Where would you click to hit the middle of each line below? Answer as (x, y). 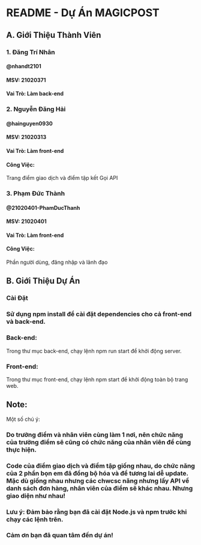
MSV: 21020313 (26, 137)
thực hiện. (22, 450)
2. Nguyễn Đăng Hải (36, 109)
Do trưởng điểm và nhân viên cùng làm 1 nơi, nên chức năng (95, 435)
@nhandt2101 (24, 67)
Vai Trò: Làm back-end (35, 94)
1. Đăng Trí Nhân (31, 52)
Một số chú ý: (23, 419)
